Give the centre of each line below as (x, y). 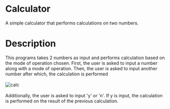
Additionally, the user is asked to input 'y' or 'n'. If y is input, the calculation (84, 95)
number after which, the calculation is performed (57, 74)
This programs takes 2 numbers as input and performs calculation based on (85, 58)
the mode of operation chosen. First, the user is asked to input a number (81, 63)
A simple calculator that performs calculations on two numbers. (72, 23)
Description (31, 44)
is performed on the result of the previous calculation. (62, 101)
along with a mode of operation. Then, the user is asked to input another (81, 68)
